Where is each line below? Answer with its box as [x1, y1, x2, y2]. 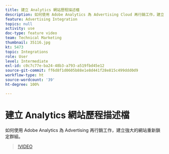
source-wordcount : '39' [5, 77, 55, 82]
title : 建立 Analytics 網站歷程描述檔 [5, 7, 79, 13]
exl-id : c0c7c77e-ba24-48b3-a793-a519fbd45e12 [5, 63, 105, 68]
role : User [5, 54, 28, 59]
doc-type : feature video [5, 31, 57, 36]
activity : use [5, 26, 35, 31]
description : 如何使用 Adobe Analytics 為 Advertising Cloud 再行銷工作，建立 [5, 12, 164, 17]
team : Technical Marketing [5, 36, 62, 41]
